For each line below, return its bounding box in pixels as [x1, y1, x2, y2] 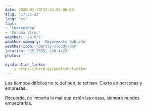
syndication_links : [5, 62, 46, 67]
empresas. [5, 85, 27, 91]
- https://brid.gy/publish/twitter [14, 67, 88, 72]
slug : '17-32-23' [5, 12, 41, 17]
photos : [5, 53, 21, 58]
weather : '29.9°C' [5, 35, 43, 40]
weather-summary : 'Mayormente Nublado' [5, 39, 88, 44]
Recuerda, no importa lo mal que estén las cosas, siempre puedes [5, 95, 140, 101]
